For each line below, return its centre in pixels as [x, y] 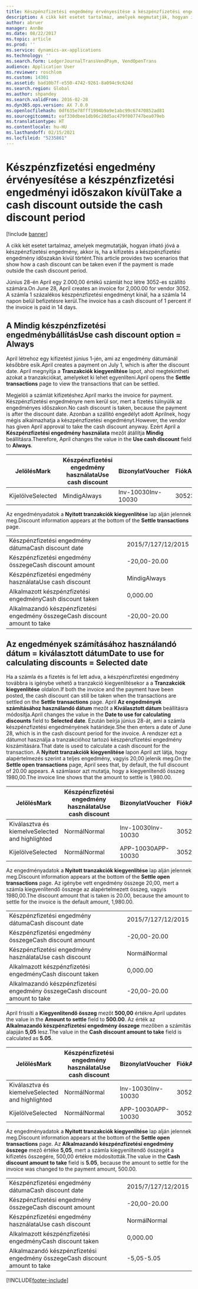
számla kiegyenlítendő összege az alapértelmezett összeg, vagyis [86, 889]
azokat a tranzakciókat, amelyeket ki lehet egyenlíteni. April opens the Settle [98, 377]
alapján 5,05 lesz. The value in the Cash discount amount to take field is [94, 1032]
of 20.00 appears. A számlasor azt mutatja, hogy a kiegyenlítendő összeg [95, 771]
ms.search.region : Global [38, 89]
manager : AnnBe [25, 28]
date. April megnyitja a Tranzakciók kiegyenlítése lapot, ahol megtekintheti [98, 371]
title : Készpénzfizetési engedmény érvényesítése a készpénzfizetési [93, 12]
